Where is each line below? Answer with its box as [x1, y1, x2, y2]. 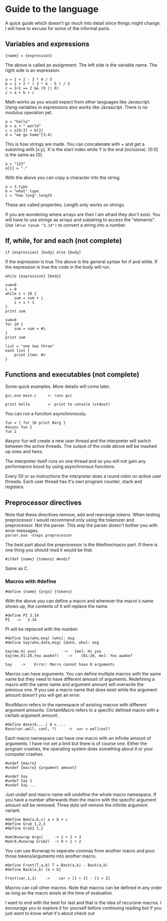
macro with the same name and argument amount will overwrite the [5, 681, 144, 687]
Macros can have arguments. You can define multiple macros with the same [5, 671, 161, 677]
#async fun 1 [5, 425, 32, 430]
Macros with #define [5, 578, 56, 585]
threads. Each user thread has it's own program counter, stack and [5, 479, 142, 485]
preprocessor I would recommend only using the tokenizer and [5, 517, 135, 523]
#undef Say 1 [5, 778, 32, 783]
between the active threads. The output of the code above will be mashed [5, 443, 157, 449]
